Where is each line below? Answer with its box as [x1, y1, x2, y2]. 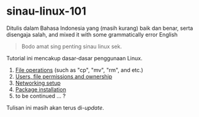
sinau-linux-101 [6, 4, 87, 18]
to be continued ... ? [15, 92, 66, 99]
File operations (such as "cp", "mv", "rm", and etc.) [15, 66, 144, 74]
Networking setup [15, 79, 61, 87]
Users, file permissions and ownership [15, 73, 113, 80]
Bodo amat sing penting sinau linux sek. [21, 43, 122, 50]
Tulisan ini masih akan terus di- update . [6, 104, 104, 111]
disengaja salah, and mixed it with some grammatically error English [6, 30, 178, 38]
